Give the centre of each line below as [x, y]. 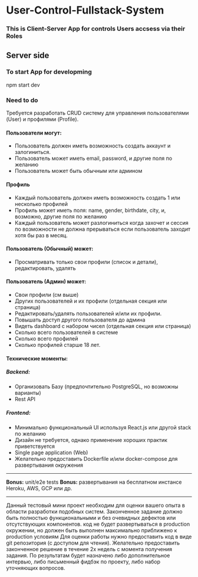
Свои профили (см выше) [47, 294]
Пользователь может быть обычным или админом [78, 171]
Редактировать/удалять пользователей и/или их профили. [88, 313]
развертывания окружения [49, 465]
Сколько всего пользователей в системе [66, 332]
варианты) [28, 393]
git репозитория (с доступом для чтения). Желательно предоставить [93, 543]
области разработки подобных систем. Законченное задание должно [94, 512]
